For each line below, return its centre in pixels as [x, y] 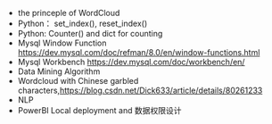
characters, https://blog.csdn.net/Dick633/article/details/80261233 [140, 90]
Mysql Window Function [62, 43]
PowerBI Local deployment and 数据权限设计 [99, 110]
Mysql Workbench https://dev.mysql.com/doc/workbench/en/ [131, 62]
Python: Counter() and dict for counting [90, 33]
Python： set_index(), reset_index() [82, 23]
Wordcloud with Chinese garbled [78, 81]
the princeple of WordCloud [69, 13]
